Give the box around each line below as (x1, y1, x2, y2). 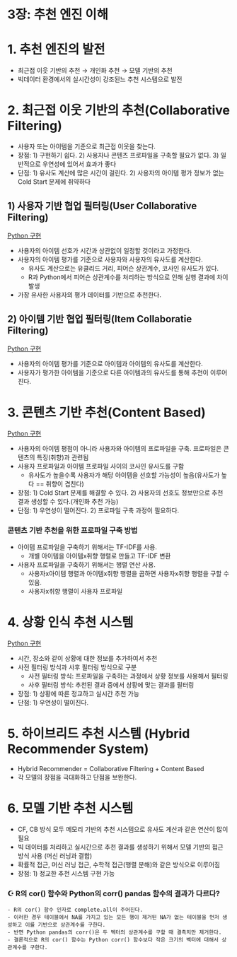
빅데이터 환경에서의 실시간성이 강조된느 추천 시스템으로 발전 (17, 75, 183, 83)
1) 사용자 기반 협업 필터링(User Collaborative (7, 200, 197, 212)
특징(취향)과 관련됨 (36, 453, 89, 462)
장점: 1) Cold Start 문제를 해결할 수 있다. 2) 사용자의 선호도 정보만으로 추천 (17, 488, 224, 497)
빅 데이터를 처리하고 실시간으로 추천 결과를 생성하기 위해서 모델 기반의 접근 (17, 842, 224, 851)
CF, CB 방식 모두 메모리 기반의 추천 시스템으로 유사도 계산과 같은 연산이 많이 (17, 825, 229, 833)
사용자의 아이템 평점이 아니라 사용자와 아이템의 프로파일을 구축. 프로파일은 (17, 444, 222, 452)
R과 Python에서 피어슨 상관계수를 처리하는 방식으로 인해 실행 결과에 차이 (28, 273, 229, 281)
